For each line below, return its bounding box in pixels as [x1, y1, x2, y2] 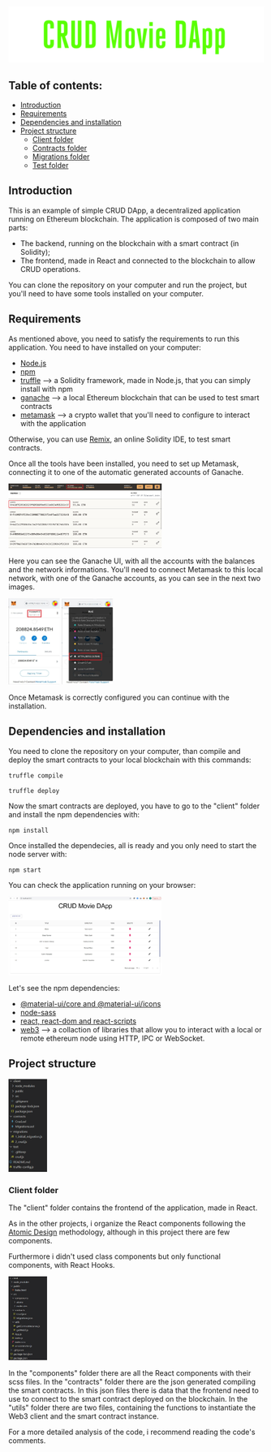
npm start [8, 866, 42, 874]
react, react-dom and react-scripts [19, 1016, 136, 1026]
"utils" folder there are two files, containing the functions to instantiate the [8, 1402, 256, 1413]
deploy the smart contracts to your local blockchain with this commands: [8, 755, 252, 765]
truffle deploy [8, 786, 60, 795]
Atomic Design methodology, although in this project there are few [8, 1227, 230, 1237]
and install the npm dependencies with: [8, 809, 140, 819]
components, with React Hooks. [8, 1260, 115, 1270]
